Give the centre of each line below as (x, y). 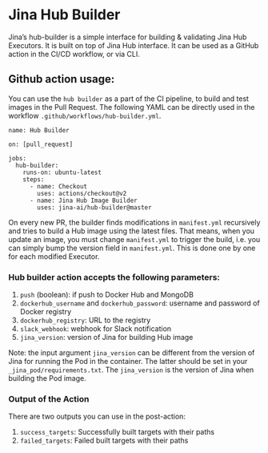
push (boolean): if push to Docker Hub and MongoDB (107, 295)
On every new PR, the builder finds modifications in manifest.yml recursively (134, 222)
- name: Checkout (58, 186)
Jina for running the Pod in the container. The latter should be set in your (128, 362)
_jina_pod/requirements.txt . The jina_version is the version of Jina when (131, 370)
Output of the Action (49, 398)
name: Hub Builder (39, 130)
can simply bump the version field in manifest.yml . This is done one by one (132, 248)
